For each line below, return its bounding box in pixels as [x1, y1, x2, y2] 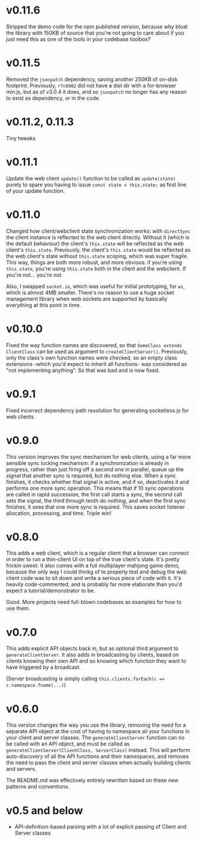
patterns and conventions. [6, 783, 70, 790]
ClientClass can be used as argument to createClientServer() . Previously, [6, 348, 188, 355]
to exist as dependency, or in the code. [6, 94, 101, 101]
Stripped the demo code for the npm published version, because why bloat [6, 23, 188, 30]
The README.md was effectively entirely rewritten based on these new [6, 777, 179, 784]
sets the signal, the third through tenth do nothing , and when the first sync [6, 497, 186, 504]
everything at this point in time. [6, 301, 81, 308]
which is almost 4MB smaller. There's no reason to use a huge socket [6, 289, 175, 296]
